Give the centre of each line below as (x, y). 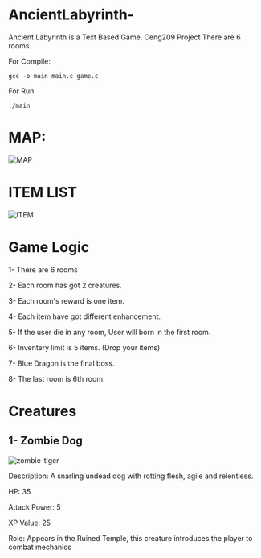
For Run (21, 91)
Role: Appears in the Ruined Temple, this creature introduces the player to (130, 538)
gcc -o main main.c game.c (53, 76)
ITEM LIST (43, 193)
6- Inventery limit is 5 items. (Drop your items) (84, 347)
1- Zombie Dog (45, 441)
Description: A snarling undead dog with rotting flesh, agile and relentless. (131, 476)
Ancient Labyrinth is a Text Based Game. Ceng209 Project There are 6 (124, 37)
